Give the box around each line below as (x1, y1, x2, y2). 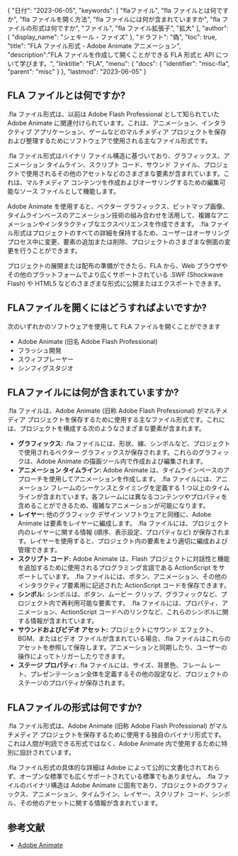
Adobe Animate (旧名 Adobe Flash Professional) (17, 337, 158, 345)
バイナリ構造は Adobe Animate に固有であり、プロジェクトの (25, 781, 205, 789)
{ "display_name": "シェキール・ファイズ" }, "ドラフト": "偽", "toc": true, (7, 33, 217, 41)
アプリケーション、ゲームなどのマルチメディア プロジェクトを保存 (33, 127, 227, 136)
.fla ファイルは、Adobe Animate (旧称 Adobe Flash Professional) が (7, 406, 203, 415)
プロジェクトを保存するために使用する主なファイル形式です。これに (27, 416, 225, 424)
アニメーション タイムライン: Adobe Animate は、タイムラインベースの (17, 466, 224, 474)
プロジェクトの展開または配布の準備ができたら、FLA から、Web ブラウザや (7, 261, 228, 269)
